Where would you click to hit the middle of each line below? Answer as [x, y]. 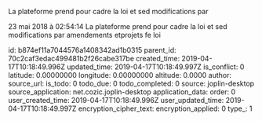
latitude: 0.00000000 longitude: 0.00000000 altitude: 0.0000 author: [120, 75]
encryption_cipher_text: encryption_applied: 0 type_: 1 [165, 108]
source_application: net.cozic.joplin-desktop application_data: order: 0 [122, 92]
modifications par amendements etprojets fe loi [84, 35]
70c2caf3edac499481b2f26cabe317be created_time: [94, 59]
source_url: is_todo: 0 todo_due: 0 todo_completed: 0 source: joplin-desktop [131, 83]
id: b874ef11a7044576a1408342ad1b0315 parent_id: [92, 50]
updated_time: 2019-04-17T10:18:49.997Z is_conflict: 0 [155, 67]
